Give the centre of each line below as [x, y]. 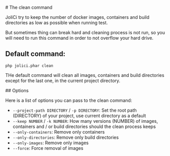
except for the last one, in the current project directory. [63, 81]
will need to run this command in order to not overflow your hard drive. [79, 38]
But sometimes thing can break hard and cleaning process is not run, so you [85, 32]
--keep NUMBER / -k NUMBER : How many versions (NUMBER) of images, [85, 121]
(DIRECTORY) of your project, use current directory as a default [79, 115]
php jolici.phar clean [29, 66]
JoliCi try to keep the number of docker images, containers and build [77, 17]
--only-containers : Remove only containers [59, 132]
